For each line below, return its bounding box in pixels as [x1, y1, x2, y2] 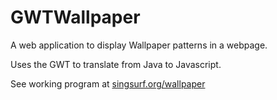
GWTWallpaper [10, 6, 141, 29]
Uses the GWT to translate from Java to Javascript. [10, 58, 222, 70]
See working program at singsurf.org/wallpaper [10, 77, 206, 90]
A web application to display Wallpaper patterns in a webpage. [10, 39, 268, 51]
